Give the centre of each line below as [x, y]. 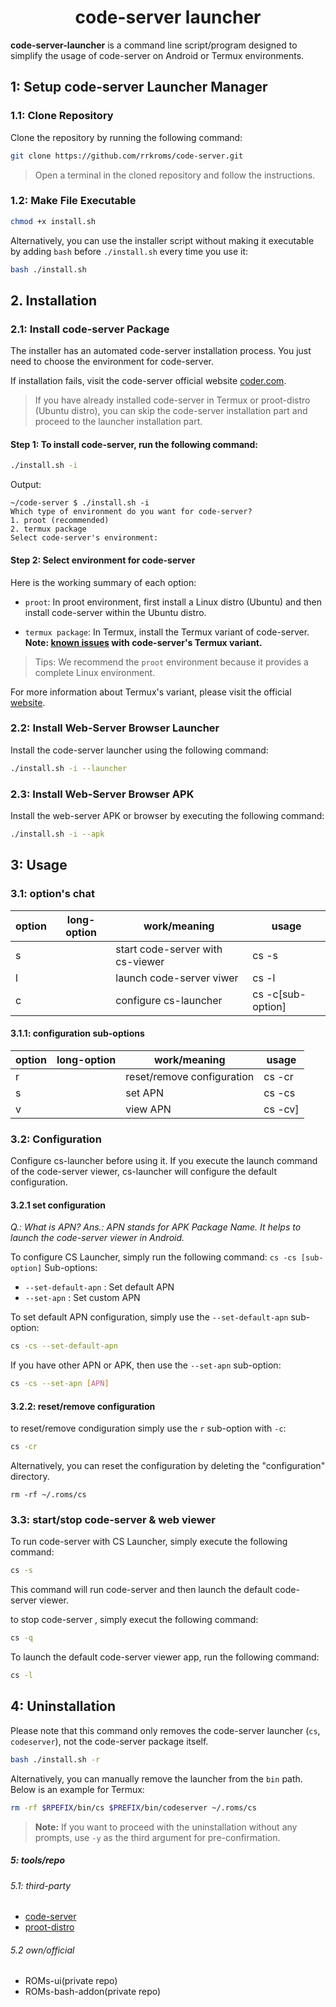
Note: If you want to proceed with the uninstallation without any [166, 1827]
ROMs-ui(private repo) [71, 1981]
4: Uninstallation [63, 1706]
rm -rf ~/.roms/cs [48, 1495]
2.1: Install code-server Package [90, 329]
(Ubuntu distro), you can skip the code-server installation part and [171, 411]
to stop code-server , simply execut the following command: [134, 1620]
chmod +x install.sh [53, 221]
